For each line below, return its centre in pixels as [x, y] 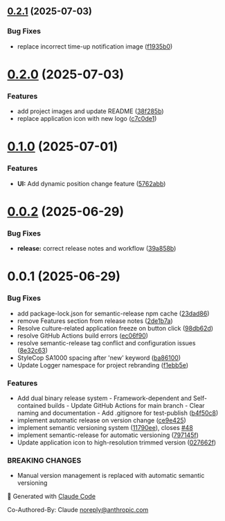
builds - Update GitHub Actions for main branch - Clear [126, 405]
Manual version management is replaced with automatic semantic [111, 476]
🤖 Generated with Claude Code [51, 497]
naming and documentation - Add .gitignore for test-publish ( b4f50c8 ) [118, 413]
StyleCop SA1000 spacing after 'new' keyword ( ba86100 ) [99, 358]
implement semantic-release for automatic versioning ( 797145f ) [108, 435]
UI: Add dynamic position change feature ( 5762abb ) [91, 183]
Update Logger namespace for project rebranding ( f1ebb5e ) [103, 365]
